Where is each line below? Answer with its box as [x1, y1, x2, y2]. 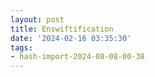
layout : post [10, 14, 65, 25]
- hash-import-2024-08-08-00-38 [10, 52, 145, 62]
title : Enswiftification [10, 24, 114, 34]
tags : [10, 42, 33, 53]
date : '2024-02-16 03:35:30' [10, 33, 132, 43]
